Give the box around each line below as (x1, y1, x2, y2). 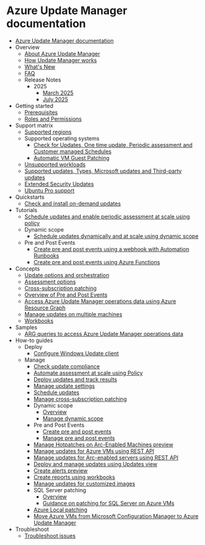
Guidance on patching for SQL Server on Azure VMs (42, 499, 174, 506)
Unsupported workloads (24, 161, 86, 168)
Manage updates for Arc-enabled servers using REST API (33, 454, 179, 461)
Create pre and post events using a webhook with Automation (33, 245, 190, 253)
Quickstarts (15, 193, 45, 200)
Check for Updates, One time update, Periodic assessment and (33, 141, 193, 148)
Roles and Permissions (24, 115, 82, 123)
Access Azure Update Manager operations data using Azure (24, 297, 176, 305)
